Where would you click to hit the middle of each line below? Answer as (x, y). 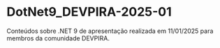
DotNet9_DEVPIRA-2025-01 (89, 12)
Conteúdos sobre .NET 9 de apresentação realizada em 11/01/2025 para (110, 31)
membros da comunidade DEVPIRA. (58, 38)
